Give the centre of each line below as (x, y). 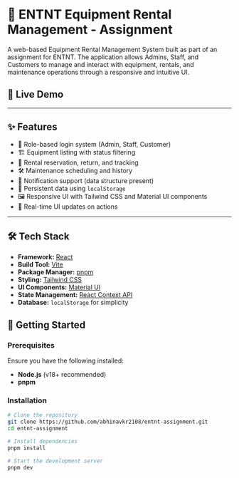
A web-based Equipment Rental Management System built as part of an (112, 49)
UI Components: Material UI (59, 287)
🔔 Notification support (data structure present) (86, 180)
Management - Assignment (90, 30)
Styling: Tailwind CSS (50, 280)
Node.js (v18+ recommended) (62, 375)
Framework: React (45, 257)
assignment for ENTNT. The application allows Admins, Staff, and (103, 57)
